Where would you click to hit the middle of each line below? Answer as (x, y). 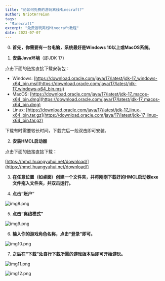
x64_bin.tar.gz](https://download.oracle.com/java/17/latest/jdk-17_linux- (85, 115)
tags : (11, 19)
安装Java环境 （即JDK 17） (40, 58)
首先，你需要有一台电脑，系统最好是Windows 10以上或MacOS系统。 (82, 47)
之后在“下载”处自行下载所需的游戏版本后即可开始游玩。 (69, 254)
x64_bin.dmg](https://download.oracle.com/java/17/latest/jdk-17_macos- (86, 99)
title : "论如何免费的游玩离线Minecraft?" (44, 10)
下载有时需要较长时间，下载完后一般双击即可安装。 (57, 131)
